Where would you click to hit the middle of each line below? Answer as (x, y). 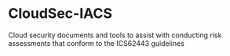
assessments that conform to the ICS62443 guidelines (96, 43)
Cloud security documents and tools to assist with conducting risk (115, 35)
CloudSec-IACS (60, 14)
